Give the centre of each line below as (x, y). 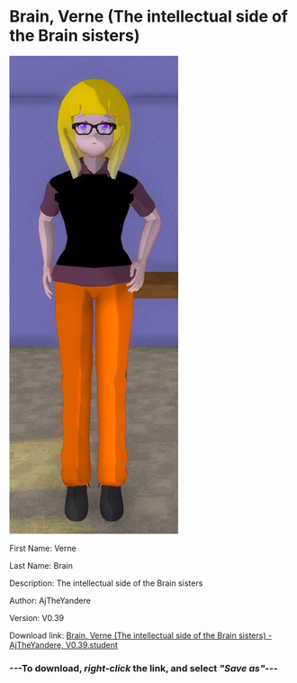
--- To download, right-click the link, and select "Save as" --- (144, 668)
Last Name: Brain (41, 565)
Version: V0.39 (37, 617)
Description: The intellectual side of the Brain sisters (106, 583)
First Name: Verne (43, 548)
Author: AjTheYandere (50, 600)
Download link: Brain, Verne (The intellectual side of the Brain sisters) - (141, 635)
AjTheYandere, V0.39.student (64, 644)
